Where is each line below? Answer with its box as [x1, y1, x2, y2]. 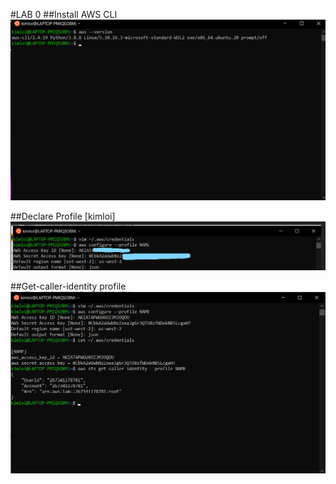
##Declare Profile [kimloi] [10, 210, 116, 222]
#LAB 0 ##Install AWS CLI [10, 9, 118, 20]
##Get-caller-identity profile [10, 280, 127, 293]
